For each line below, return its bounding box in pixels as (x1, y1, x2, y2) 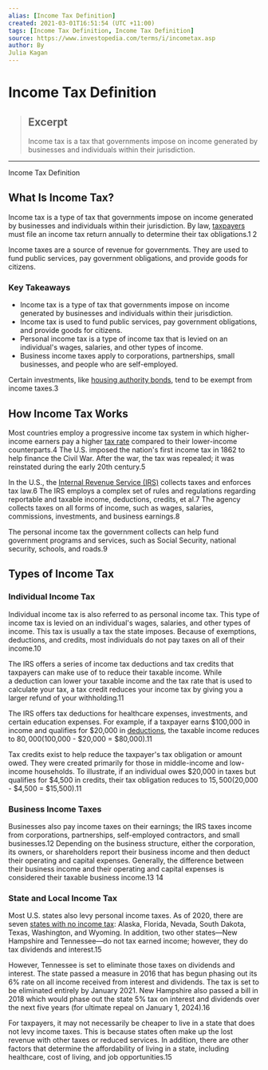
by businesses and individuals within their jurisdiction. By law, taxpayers (8, 221, 246, 230)
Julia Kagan (8, 49, 48, 57)
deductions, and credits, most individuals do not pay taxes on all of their (8, 635, 246, 644)
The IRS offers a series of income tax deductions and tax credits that (8, 659, 234, 668)
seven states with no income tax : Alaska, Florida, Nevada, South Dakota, (8, 920, 246, 929)
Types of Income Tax (8, 567, 114, 581)
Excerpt (27, 115, 68, 129)
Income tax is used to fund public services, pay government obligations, (19, 317, 258, 327)
